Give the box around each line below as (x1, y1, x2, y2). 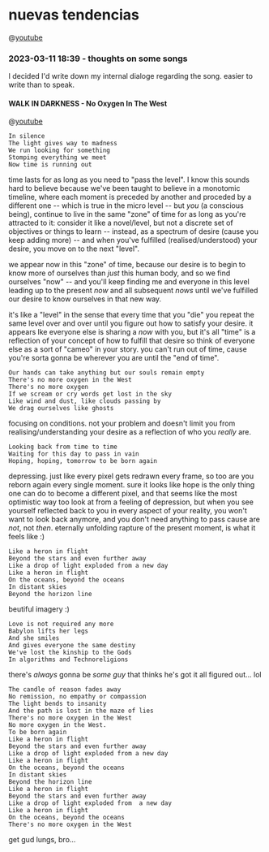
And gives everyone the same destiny (8, 642, 136, 650)
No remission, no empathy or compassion (8, 693, 147, 701)
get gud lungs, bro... (8, 835, 76, 845)
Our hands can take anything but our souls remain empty (8, 369, 205, 377)
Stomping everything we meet (8, 154, 107, 162)
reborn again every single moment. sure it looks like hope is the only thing (8, 480, 255, 490)
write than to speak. (8, 80, 75, 90)
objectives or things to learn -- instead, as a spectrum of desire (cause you (8, 227, 259, 236)
